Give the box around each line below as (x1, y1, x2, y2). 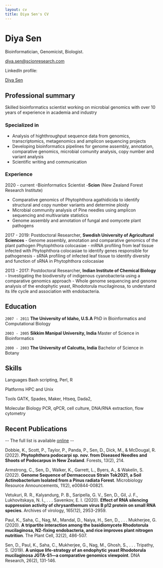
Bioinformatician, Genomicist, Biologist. (5, 49, 84, 55)
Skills (5, 364, 22, 373)
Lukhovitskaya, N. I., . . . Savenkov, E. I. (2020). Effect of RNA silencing (5, 497, 148, 503)
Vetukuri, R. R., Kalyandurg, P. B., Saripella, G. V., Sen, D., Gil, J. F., (5, 492, 138, 498)
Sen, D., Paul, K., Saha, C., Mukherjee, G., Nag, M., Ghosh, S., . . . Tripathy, (5, 542, 154, 548)
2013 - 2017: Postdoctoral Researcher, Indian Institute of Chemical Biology (5, 267, 156, 273)
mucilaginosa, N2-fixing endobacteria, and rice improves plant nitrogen (5, 527, 153, 533)
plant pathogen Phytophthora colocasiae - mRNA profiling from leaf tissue (5, 242, 154, 248)
